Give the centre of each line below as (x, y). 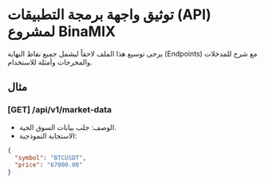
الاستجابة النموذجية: (48, 135)
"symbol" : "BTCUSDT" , (51, 158)
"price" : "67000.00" (49, 165)
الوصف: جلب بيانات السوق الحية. (67, 127)
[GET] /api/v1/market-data (60, 110)
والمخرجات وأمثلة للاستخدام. (50, 62)
